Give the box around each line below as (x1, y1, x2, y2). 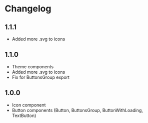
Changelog (4, 3, 51, 14)
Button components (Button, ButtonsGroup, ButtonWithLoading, (11, 107, 143, 113)
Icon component (11, 102, 46, 108)
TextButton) (11, 113, 36, 119)
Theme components (11, 63, 53, 70)
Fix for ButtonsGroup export (11, 74, 70, 80)
